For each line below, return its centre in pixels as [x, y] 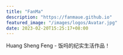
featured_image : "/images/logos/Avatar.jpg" [62, 22]
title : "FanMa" [25, 12]
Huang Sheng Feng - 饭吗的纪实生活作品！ [58, 46]
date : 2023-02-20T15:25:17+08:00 [47, 28]
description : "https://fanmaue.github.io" [59, 17]
